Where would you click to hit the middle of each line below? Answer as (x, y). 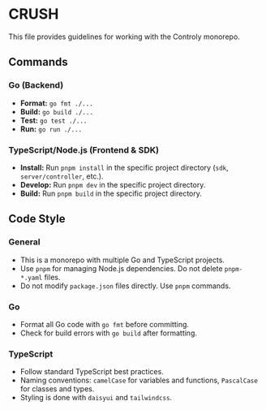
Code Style (37, 219)
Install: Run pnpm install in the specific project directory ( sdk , (124, 167)
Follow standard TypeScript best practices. (92, 372)
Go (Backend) (36, 85)
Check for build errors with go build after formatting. (108, 333)
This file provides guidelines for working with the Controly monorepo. (124, 37)
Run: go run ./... (51, 129)
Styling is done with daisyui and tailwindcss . (96, 398)
